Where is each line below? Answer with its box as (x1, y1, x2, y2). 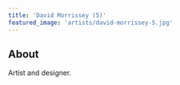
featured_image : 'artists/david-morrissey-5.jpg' (8, 19, 174, 27)
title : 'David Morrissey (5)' (8, 11, 107, 19)
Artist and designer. (8, 68, 72, 78)
